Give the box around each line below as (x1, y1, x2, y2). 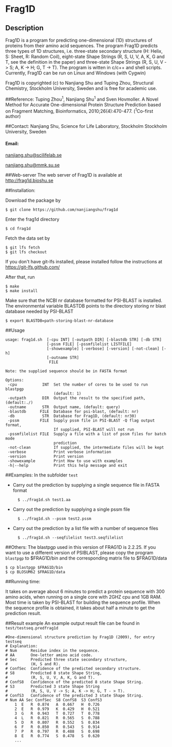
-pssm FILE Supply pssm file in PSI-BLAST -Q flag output (7, 418, 155, 423)
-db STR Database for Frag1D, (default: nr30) (7, 413, 137, 418)
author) (5, 113, 21, 120)
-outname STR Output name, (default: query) (7, 404, 121, 410)
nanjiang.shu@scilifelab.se (5, 152, 62, 158)
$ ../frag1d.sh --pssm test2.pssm (17, 516, 91, 521)
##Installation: (5, 187, 35, 193)
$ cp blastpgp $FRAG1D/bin (5, 565, 63, 570)
